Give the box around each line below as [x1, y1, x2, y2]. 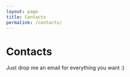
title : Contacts [6, 14, 46, 20]
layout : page [6, 8, 38, 15]
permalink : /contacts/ [6, 19, 62, 25]
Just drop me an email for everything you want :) [6, 64, 125, 71]
